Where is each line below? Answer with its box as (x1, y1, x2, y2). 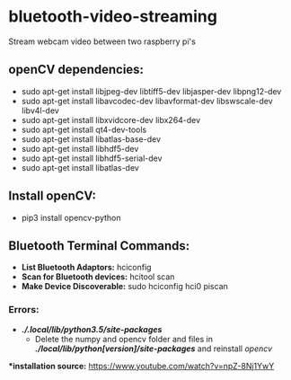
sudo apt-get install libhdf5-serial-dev (21, 153, 163, 163)
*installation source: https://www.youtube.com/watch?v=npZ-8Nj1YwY (8, 360, 275, 371)
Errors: (8, 304, 40, 316)
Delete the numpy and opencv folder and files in (34, 333, 213, 344)
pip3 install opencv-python (21, 212, 121, 223)
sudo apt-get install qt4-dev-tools (21, 124, 147, 135)
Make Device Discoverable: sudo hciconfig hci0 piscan (21, 281, 228, 292)
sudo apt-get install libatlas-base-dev (21, 133, 161, 145)
